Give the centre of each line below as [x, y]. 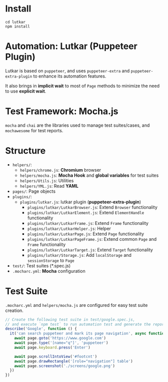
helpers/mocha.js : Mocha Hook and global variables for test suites [89, 175]
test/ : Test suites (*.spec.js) [41, 265]
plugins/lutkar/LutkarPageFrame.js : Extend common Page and [92, 239]
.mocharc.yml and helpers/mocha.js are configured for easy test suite [76, 305]
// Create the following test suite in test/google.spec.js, [70, 319]
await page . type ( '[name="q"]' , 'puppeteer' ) [61, 343]
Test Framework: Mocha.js [62, 111]
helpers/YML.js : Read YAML [49, 186]
